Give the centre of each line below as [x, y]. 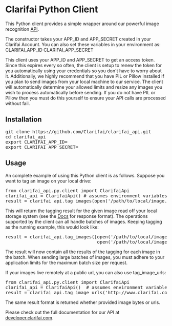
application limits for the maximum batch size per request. [67, 262]
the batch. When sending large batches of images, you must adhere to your [85, 257]
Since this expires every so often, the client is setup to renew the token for [84, 65]
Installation [24, 120]
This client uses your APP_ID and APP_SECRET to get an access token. [80, 59]
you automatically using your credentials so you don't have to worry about [84, 71]
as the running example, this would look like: [52, 227]
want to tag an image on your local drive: [48, 181]
